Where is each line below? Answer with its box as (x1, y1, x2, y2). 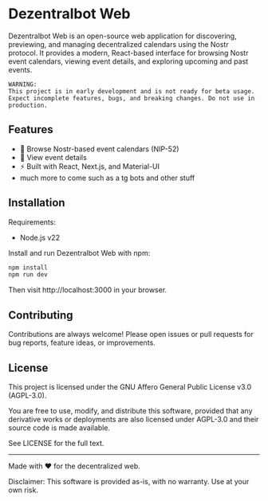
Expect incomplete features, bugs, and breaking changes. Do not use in (8, 94, 255, 102)
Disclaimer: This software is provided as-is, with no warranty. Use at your (8, 476, 250, 486)
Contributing (8, 308, 73, 322)
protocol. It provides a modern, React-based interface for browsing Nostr (8, 48, 249, 57)
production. (8, 101, 48, 109)
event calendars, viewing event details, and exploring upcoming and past (8, 57, 249, 66)
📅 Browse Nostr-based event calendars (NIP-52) (19, 144, 179, 154)
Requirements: (8, 217, 56, 227)
